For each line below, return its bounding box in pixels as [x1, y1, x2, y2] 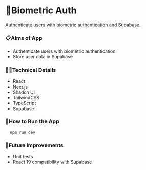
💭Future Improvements [5, 142, 64, 149]
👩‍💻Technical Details [5, 67, 56, 74]
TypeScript [12, 100, 36, 106]
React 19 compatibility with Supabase [12, 159, 92, 165]
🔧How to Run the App [5, 118, 59, 125]
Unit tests [12, 154, 33, 159]
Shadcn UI [12, 89, 35, 95]
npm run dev [10, 130, 36, 135]
